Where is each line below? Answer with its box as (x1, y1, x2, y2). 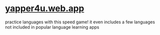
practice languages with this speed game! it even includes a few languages (5, 19, 155, 25)
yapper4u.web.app (5, 3, 84, 14)
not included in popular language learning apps (5, 24, 99, 30)
